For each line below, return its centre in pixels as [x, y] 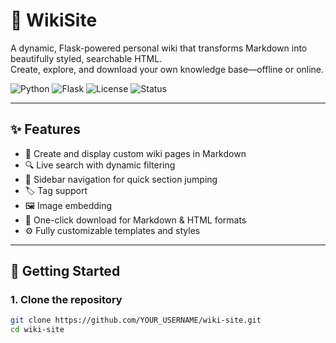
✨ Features [45, 129]
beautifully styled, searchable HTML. [86, 58]
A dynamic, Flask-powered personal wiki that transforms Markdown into [159, 48]
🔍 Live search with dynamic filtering [100, 165]
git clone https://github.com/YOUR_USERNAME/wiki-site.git [136, 320]
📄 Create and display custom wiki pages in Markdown [135, 153]
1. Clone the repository [66, 300]
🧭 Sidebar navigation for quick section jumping [121, 179]
